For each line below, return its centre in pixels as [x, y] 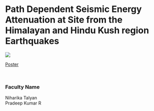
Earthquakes [32, 41]
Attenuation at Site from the [64, 20]
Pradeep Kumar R [23, 103]
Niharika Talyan [21, 98]
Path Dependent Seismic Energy [73, 9]
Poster [12, 64]
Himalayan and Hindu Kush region [77, 30]
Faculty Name [22, 87]
